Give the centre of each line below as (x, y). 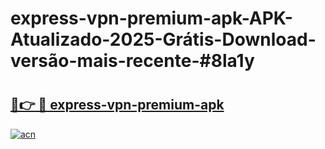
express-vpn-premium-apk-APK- (151, 18)
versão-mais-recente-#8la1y (132, 61)
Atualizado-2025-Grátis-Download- (163, 39)
